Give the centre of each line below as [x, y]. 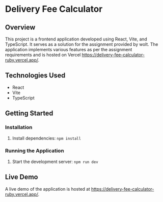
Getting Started [29, 114]
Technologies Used [35, 76]
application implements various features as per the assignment [69, 50]
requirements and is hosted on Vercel [43, 55]
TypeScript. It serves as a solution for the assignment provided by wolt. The [82, 44]
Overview [20, 27]
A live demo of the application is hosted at [48, 189]
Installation [19, 128]
